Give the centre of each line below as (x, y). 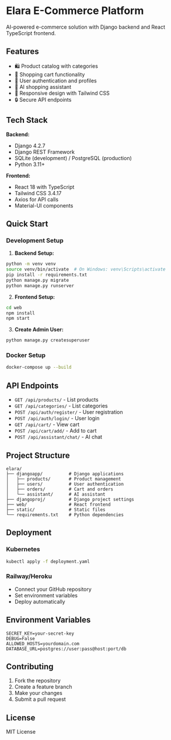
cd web (14, 307)
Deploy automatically (40, 601)
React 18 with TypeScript (44, 187)
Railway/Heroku (29, 576)
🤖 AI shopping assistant (43, 87)
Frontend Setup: (35, 297)
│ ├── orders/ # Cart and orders (60, 489)
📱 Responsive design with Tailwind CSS (62, 93)
